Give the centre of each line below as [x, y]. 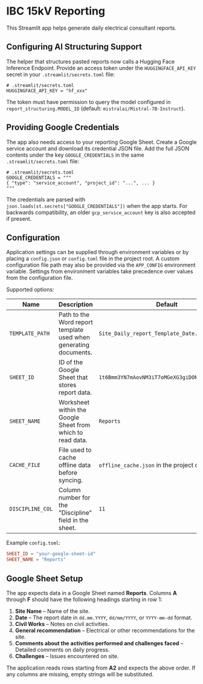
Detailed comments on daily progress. [62, 650]
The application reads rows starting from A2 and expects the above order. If [101, 668]
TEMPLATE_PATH [30, 334]
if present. [19, 218]
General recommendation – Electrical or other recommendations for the [105, 630]
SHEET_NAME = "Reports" [36, 560]
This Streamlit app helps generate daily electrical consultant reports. [92, 28]
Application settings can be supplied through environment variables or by [98, 252]
